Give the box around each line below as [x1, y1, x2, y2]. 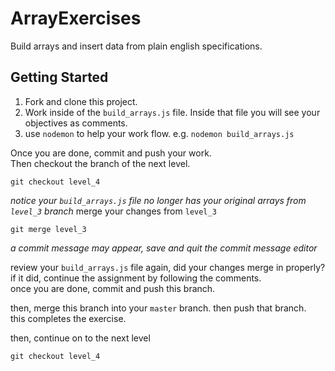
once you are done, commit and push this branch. [10, 282, 216, 294]
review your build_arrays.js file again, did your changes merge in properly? [10, 261, 326, 273]
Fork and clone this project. [24, 95, 138, 107]
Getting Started [10, 69, 109, 86]
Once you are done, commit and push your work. [10, 147, 212, 159]
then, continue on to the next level [10, 332, 151, 344]
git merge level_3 [10, 224, 87, 234]
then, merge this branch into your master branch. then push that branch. [10, 302, 307, 314]
